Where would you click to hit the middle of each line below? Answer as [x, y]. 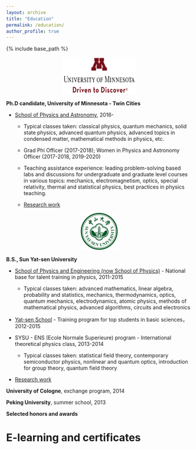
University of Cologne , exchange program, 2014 [66, 391]
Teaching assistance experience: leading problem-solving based [102, 168]
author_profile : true [33, 31]
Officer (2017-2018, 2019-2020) [62, 157]
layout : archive [26, 12]
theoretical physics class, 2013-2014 [59, 344]
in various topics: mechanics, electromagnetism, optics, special [101, 181]
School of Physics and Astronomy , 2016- [64, 115]
